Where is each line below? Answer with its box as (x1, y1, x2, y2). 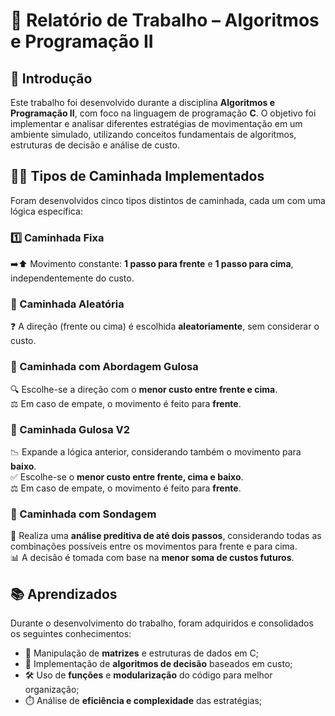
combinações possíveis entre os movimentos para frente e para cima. (10, 540, 298, 553)
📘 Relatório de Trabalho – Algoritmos (10, 9, 320, 32)
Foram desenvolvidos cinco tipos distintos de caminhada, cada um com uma (10, 194, 326, 206)
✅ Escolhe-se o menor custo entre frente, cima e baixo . (10, 471, 244, 483)
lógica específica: (10, 205, 83, 217)
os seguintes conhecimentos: (10, 628, 132, 640)
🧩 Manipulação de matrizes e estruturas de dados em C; (24, 647, 259, 659)
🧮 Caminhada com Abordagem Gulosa (10, 360, 199, 374)
